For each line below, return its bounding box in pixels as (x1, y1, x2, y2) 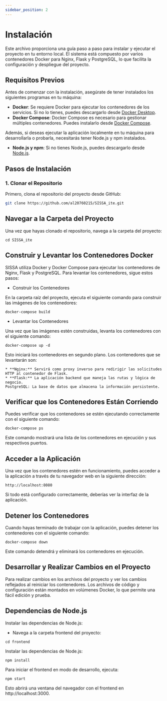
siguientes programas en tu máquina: (5, 95, 82, 101)
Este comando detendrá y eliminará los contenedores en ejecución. (5, 548, 144, 554)
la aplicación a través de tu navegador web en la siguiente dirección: (5, 473, 146, 479)
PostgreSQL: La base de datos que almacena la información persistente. (5, 384, 160, 389)
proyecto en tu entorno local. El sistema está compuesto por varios (5, 51, 143, 57)
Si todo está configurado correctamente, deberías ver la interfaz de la (5, 491, 149, 498)
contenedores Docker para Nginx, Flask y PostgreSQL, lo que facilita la (5, 56, 151, 62)
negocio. (5, 380, 23, 385)
